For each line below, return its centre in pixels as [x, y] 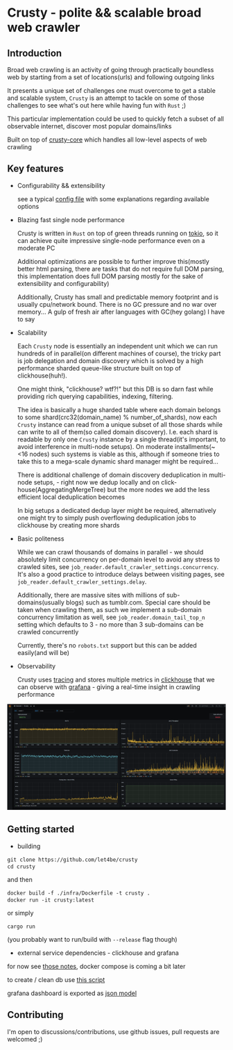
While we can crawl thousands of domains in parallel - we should [110, 552]
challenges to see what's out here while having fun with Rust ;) [97, 105]
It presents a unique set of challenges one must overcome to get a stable [112, 91]
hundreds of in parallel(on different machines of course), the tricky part [119, 353]
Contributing [35, 1015]
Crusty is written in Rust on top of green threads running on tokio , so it [118, 233]
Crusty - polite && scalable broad [104, 13]
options [28, 206]
